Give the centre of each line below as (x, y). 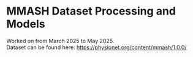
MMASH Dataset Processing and (91, 11)
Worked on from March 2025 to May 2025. (60, 41)
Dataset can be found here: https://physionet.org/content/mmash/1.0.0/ (96, 47)
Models (26, 24)
